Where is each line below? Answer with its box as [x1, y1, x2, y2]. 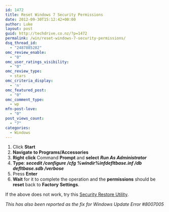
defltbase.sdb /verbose [12, 165, 64, 171]
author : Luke [5, 21, 33, 27]
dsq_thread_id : [5, 41, 38, 46]
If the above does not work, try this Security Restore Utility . [5, 191, 129, 198]
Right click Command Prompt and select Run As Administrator [12, 155, 147, 161]
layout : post [5, 26, 33, 31]
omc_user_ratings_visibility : [5, 59, 70, 64]
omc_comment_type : [5, 97, 44, 102]
